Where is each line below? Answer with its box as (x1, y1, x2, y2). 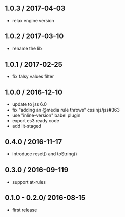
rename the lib (12, 45, 42, 51)
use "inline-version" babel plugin (12, 112, 81, 118)
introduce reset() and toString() (12, 151, 77, 157)
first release (12, 207, 37, 213)
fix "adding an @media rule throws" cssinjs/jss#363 (12, 107, 120, 113)
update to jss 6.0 (12, 101, 47, 107)
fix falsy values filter (12, 73, 54, 80)
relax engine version (12, 17, 55, 23)
